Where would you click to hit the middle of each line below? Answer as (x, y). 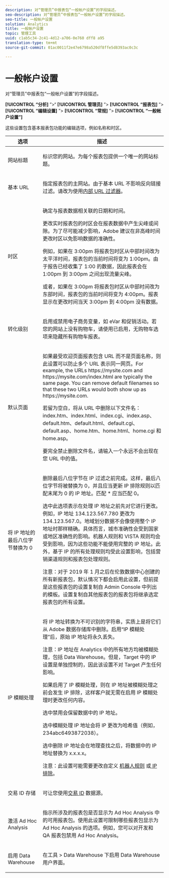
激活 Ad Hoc (22, 821)
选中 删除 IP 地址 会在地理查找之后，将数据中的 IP (100, 745)
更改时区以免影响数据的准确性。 (80, 238)
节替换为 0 (20, 548)
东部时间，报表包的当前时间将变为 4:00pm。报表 (100, 294)
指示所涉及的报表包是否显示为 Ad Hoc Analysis (98, 812)
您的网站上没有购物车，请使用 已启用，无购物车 (98, 329)
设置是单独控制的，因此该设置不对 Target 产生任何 (102, 665)
